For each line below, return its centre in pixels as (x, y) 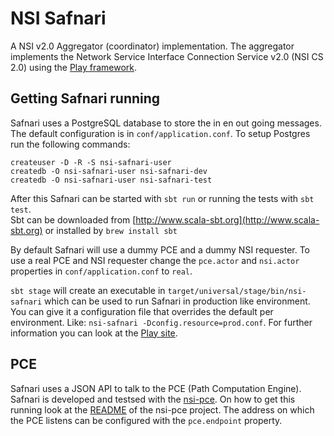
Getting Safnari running (85, 98)
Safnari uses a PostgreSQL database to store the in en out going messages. (166, 123)
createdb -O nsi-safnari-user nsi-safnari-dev (109, 171)
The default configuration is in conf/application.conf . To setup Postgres (160, 133)
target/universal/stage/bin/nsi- (237, 291)
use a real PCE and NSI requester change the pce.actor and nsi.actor (155, 260)
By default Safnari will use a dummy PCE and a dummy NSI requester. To (160, 249)
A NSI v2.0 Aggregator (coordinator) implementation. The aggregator (152, 46)
